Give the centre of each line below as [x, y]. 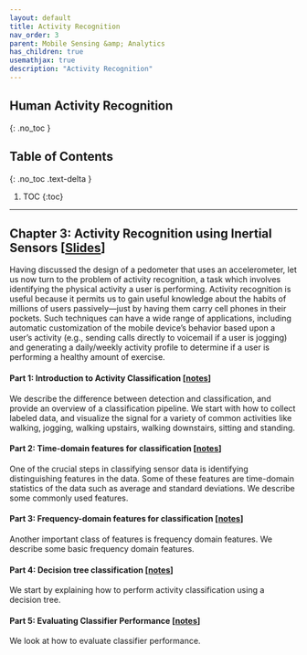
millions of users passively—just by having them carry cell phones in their [148, 309]
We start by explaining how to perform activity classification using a [137, 590]
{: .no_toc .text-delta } [51, 178]
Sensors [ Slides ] [58, 248]
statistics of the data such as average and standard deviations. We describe [152, 488]
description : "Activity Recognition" [81, 69]
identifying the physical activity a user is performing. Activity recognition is [150, 290]
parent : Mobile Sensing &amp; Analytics [88, 43]
